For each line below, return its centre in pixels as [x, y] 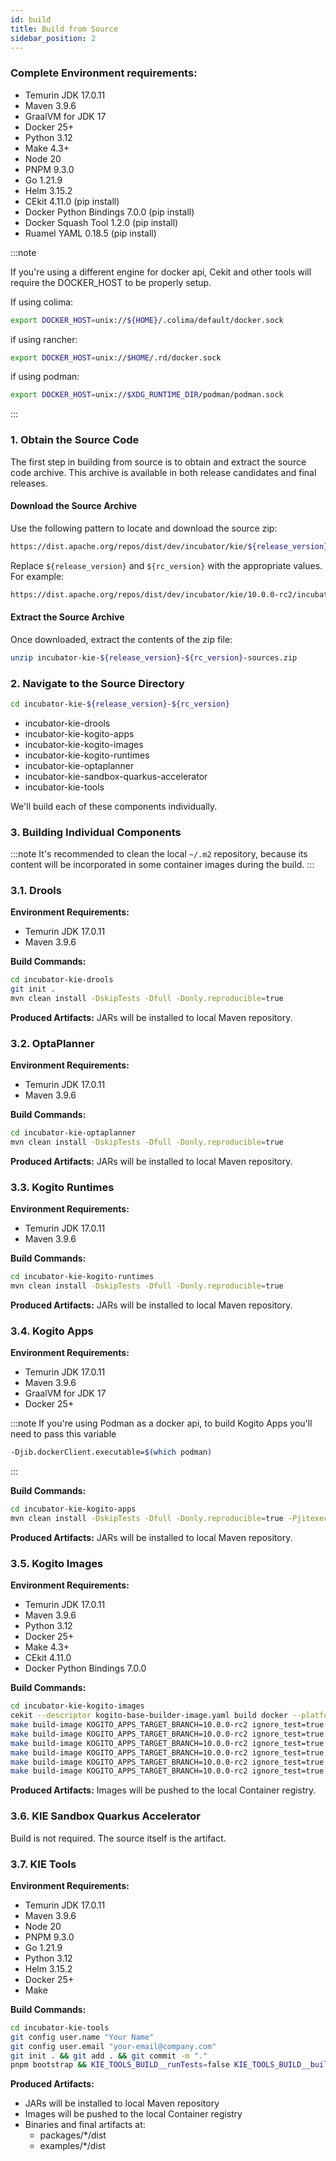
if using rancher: [44, 339]
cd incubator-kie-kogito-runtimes [82, 1277]
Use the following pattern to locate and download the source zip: [144, 528]
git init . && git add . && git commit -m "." [109, 2056]
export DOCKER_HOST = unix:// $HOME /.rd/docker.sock [116, 357]
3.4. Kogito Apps [52, 1331]
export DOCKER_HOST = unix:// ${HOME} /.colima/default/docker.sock [147, 320]
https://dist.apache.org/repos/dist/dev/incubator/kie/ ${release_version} [169, 546]
